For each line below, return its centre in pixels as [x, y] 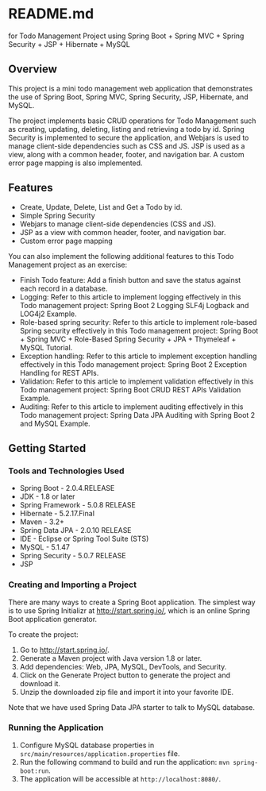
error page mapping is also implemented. [75, 163]
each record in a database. [64, 288]
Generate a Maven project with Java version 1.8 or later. [111, 658]
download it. [40, 683]
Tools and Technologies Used [66, 471]
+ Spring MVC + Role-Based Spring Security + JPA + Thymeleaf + [128, 339]
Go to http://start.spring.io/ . [64, 650]
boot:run [34, 771]
